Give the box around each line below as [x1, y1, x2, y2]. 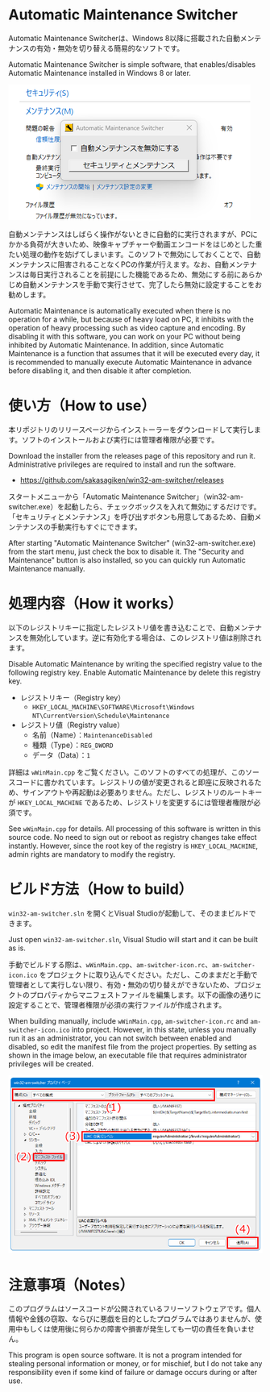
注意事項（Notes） [8, 1276, 135, 1294]
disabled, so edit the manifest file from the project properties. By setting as [8, 1041, 257, 1051]
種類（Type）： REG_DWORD [31, 740, 114, 750]
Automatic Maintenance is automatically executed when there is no [8, 305, 231, 315]
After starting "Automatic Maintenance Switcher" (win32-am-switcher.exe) [8, 538, 256, 547]
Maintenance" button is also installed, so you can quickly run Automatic [8, 555, 246, 565]
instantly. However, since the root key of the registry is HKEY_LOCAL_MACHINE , [8, 841, 258, 850]
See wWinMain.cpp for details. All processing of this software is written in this [8, 824, 261, 833]
